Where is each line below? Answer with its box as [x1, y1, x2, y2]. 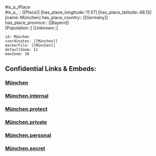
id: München [5, 34, 29, 39]
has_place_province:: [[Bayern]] [5, 20, 69, 25]
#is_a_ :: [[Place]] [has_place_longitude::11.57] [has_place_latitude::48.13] [5, 9, 152, 15]
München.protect [5, 106, 48, 112]
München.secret [5, 145, 45, 152]
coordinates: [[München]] [5, 39, 58, 44]
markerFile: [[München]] [5, 43, 56, 48]
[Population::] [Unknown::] [5, 25, 58, 31]
